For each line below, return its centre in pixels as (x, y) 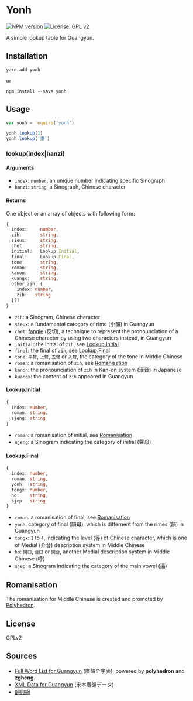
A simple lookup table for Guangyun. (50, 37)
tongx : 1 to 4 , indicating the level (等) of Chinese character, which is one (101, 538)
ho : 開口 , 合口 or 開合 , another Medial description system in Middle (92, 552)
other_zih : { (27, 284)
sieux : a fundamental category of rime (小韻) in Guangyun (85, 324)
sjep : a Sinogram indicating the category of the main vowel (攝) (91, 566)
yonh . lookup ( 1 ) (25, 133)
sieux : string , (35, 241)
